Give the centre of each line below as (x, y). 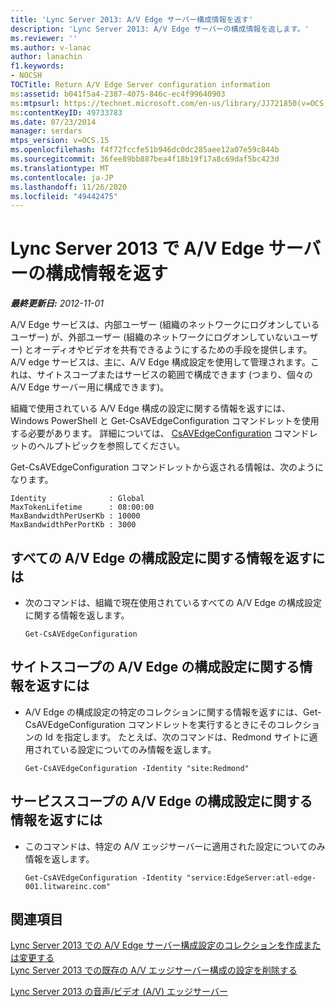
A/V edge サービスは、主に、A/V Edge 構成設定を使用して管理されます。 (160, 362)
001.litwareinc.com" (67, 886)
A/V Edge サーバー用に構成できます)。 (90, 387)
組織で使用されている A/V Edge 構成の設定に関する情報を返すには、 (150, 408)
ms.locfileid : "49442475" (64, 196)
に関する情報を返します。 (77, 615)
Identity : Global (77, 499)
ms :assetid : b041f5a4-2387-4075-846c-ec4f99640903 (118, 94)
